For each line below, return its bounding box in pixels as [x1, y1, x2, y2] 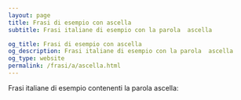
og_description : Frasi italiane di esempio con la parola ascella [8, 48, 234, 55]
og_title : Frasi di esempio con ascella [8, 40, 143, 48]
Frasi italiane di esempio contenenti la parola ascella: [8, 83, 179, 92]
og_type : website [8, 55, 65, 62]
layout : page [8, 11, 51, 20]
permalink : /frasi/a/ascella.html [8, 62, 122, 70]
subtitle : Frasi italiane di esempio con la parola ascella [8, 26, 213, 34]
